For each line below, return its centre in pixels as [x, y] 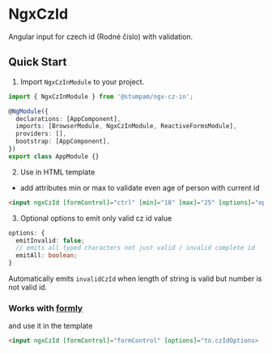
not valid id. [28, 287]
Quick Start [38, 62]
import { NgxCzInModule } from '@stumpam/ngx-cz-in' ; [101, 97]
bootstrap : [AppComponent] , [63, 142]
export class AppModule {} [54, 156]
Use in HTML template [57, 172]
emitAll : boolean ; [47, 256]
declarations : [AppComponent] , [68, 118]
